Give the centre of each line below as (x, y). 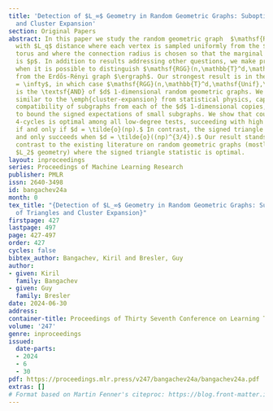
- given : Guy (30, 289)
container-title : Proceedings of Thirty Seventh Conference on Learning (134, 318)
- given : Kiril (34, 273)
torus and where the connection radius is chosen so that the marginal (140, 54)
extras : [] (27, 387)
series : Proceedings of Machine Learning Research (96, 168)
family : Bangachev (47, 281)
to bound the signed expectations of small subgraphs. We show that (134, 115)
